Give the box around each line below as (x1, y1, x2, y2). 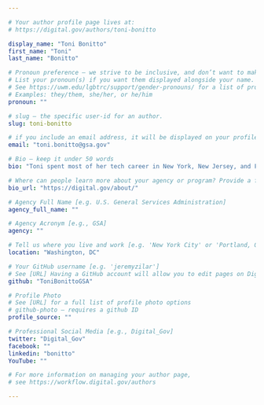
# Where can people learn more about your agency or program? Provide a (8, 176, 251, 185)
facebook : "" (8, 342, 51, 350)
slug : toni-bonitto (8, 120, 72, 127)
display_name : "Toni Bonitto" (8, 40, 108, 48)
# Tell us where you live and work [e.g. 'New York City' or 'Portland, (8, 241, 251, 249)
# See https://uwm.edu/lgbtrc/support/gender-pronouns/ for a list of (8, 83, 244, 91)
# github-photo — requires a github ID (8, 306, 139, 315)
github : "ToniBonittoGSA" (8, 277, 93, 285)
